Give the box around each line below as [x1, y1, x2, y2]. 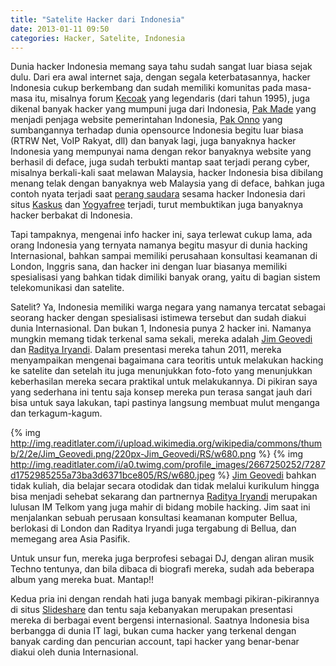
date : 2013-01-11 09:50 [10, 24, 110, 34]
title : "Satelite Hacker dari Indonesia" [10, 14, 186, 25]
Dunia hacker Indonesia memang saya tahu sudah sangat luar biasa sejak [10, 61, 313, 73]
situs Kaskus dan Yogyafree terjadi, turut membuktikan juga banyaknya [10, 199, 304, 211]
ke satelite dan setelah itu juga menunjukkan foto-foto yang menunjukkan [10, 365, 313, 377]
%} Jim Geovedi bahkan [217, 469, 317, 481]
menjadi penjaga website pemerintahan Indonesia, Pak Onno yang [10, 114, 283, 126]
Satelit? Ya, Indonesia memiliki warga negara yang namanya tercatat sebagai [10, 301, 326, 313]
